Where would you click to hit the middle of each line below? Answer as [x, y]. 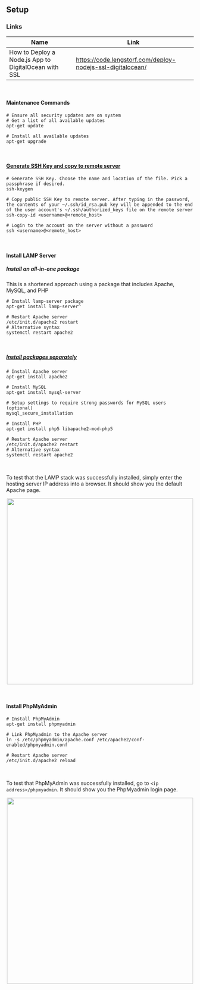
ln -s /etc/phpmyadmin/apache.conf [50, 740]
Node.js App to [30, 59]
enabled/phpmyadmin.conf [37, 745]
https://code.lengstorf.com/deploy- [126, 59]
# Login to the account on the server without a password [79, 225]
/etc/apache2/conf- [121, 740]
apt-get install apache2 [37, 377]
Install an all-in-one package [43, 269]
